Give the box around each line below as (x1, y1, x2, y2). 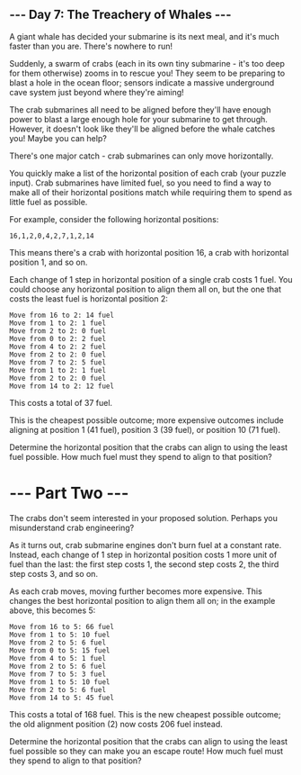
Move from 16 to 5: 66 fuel (9, 622, 115, 631)
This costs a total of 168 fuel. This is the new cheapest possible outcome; (9, 708, 281, 719)
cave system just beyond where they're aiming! (9, 86, 184, 97)
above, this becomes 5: (9, 605, 96, 616)
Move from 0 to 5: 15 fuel (9, 645, 111, 655)
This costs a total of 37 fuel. (9, 397, 113, 408)
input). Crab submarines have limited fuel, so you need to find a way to (9, 177, 271, 188)
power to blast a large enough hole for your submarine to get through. (9, 113, 268, 124)
